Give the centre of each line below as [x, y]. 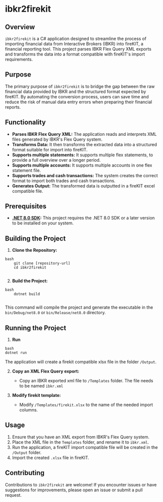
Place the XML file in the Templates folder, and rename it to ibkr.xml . [81, 442]
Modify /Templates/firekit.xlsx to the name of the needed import [86, 405]
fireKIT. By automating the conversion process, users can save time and [77, 96]
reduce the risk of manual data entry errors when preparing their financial [79, 102]
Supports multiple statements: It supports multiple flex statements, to [82, 155]
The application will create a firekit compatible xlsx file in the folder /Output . [81, 362]
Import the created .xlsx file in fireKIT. [51, 457]
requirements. [19, 59]
